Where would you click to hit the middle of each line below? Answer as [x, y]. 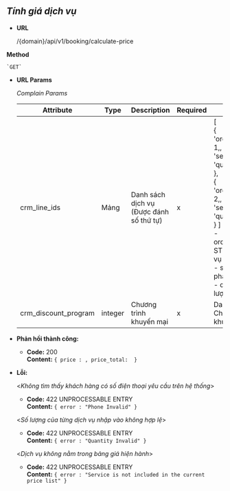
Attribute [57, 110]
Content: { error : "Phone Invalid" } [82, 406]
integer [113, 313]
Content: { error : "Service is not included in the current [116, 474]
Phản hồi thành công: [47, 339]
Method [18, 54]
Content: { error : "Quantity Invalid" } [87, 440]
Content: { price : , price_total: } [82, 359]
